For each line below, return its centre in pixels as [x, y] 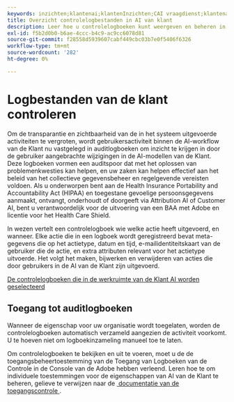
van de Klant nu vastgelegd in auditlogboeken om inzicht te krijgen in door [114, 148]
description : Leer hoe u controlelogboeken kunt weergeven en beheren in [117, 26]
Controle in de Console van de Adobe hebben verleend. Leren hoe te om [111, 368]
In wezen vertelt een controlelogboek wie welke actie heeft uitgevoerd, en [113, 229]
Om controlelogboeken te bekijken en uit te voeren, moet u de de [100, 353]
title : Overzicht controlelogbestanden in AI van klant [90, 20]
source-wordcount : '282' [43, 53]
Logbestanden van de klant [88, 99]
